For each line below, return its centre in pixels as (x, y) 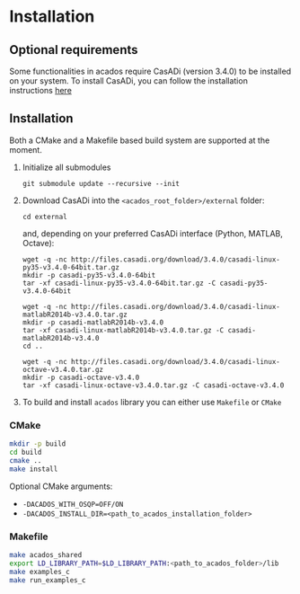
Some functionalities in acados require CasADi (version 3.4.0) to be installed (150, 71)
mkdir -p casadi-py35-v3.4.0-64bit (89, 275)
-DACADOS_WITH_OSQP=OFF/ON (73, 504)
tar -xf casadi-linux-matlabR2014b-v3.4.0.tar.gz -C (123, 330)
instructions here (40, 90)
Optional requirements (74, 50)
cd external (44, 217)
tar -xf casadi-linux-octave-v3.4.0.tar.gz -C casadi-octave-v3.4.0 (153, 385)
